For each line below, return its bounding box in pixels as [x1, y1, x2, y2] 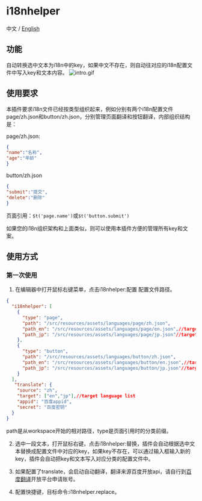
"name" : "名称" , [6, 149, 43, 156]
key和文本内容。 [26, 69, 68, 76]
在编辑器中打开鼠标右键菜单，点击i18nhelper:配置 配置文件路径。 [14, 286, 176, 293]
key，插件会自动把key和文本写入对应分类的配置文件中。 [14, 455, 155, 462]
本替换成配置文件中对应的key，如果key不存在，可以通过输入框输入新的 [14, 447, 191, 455]
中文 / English [6, 25, 40, 32]
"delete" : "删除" [6, 194, 45, 201]
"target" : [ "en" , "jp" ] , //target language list [17, 393, 136, 399]
